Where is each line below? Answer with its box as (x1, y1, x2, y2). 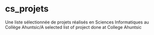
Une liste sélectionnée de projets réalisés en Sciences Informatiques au (5, 19, 149, 25)
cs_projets (5, 3, 49, 14)
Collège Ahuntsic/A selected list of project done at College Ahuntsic (5, 24, 142, 30)
